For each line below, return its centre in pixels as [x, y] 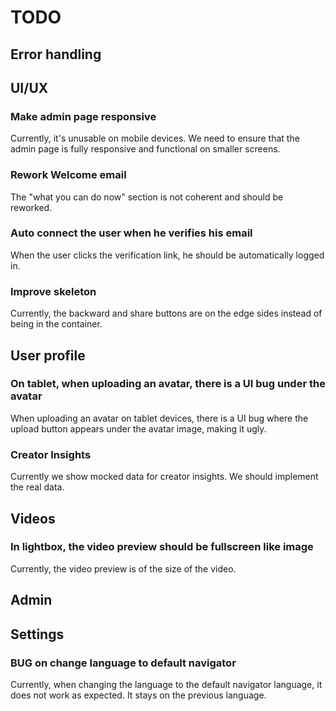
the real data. [37, 487]
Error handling [56, 54]
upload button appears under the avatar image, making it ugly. [138, 428]
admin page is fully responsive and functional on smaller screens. [145, 149]
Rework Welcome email [68, 175]
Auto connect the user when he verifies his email [131, 233]
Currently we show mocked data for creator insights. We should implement [164, 477]
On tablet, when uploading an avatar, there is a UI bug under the [168, 384]
